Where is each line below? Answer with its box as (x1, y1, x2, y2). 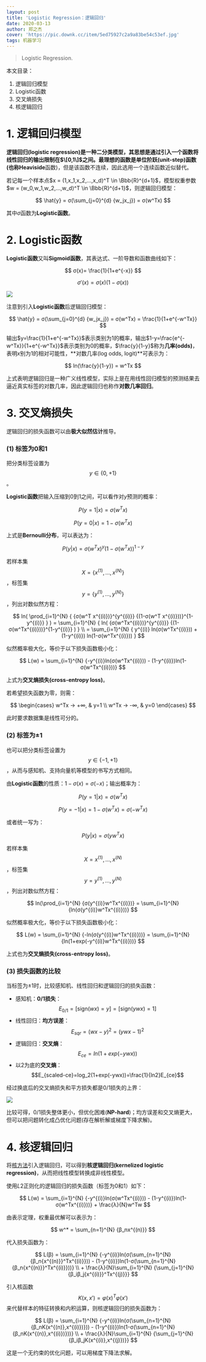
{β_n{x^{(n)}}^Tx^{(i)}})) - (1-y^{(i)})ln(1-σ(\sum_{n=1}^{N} (30, 1258, 176, 1265)
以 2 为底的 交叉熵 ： (15, 1061, 63, 1069)
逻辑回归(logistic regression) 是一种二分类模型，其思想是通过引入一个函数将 (6, 148, 199, 155)
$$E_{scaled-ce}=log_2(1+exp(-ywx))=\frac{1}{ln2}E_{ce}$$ (31, 1072, 184, 1079)
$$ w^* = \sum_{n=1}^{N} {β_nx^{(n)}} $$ (50, 1226, 156, 1234)
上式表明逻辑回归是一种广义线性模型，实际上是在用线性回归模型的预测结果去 (6, 374, 200, 382)
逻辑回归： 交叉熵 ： (15, 1040, 64, 1047)
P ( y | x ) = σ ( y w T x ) (82, 831, 124, 839)
